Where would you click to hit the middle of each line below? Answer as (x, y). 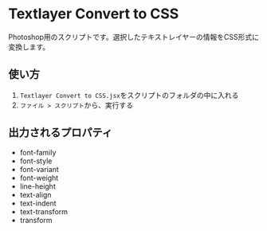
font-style (36, 161)
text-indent (38, 203)
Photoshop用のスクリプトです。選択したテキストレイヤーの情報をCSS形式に (134, 37)
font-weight (39, 178)
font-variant (39, 169)
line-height (37, 186)
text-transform (44, 211)
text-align (35, 194)
